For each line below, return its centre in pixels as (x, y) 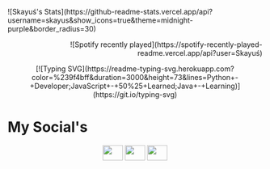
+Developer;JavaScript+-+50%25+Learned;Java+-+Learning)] (135, 86)
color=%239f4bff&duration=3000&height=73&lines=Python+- (135, 77)
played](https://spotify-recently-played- (196, 44)
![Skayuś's (25, 12)
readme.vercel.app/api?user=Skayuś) (200, 53)
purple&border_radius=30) (52, 29)
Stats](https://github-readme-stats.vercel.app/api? (129, 12)
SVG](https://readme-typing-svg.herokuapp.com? (151, 69)
